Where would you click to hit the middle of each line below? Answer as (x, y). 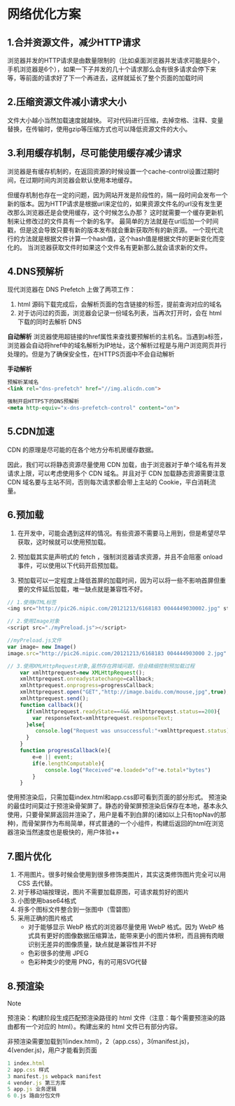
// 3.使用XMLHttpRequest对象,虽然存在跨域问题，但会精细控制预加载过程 (101, 666)
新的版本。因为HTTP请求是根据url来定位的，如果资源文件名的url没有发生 (112, 203)
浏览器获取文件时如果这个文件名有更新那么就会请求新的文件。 (122, 247)
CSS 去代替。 (37, 883)
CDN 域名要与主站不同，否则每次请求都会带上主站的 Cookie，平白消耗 (109, 482)
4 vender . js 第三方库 (37, 1083)
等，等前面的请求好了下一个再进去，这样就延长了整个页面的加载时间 (105, 78)
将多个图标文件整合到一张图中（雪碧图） (76, 910)
